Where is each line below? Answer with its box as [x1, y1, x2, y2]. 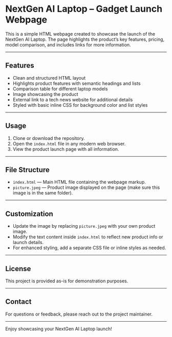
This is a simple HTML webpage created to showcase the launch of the [5, 31, 155, 37]
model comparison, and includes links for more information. [5, 41, 132, 47]
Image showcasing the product [12, 91, 78, 97]
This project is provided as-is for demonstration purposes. [5, 278, 128, 284]
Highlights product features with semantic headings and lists [12, 80, 141, 86]
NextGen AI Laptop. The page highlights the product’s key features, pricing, [5, 36, 165, 42]
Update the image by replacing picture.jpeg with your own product [12, 223, 156, 229]
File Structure [5, 165, 50, 174]
